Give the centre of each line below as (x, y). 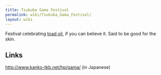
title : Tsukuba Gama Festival (37, 10)
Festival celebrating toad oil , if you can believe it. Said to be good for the (81, 34)
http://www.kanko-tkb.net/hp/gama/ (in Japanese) (58, 67)
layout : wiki (19, 19)
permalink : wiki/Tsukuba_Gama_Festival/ (49, 15)
